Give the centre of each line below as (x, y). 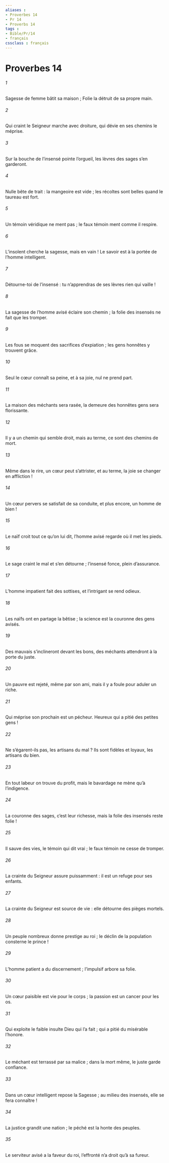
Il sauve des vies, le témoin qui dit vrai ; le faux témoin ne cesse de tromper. (85, 848)
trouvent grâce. (21, 350)
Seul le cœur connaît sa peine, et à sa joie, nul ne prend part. (69, 378)
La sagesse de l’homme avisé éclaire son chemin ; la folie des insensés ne (83, 312)
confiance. (17, 1067)
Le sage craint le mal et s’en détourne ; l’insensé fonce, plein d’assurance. (83, 564)
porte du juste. (21, 657)
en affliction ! (19, 476)
